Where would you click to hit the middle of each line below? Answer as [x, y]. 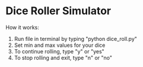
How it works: [23, 27]
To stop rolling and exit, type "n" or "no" [63, 58]
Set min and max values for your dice [60, 45]
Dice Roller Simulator [58, 11]
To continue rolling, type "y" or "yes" [59, 51]
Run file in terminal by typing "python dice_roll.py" [76, 39]
